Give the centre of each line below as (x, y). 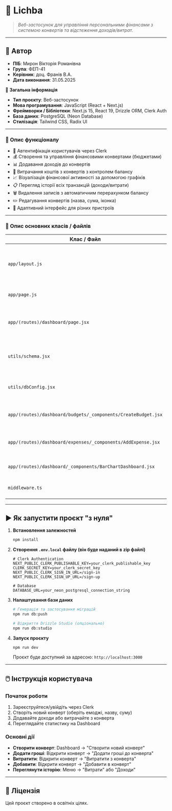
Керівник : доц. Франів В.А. (42, 74)
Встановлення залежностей (44, 530)
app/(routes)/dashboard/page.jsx (49, 322)
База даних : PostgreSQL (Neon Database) (58, 116)
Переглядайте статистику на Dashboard (56, 724)
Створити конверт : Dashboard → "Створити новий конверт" (79, 748)
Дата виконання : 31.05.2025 (44, 80)
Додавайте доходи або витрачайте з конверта (63, 718)
